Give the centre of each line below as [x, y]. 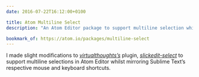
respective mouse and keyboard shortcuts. [58, 68]
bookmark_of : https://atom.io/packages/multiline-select [78, 38]
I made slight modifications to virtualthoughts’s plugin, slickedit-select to [95, 55]
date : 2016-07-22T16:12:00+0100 [46, 12]
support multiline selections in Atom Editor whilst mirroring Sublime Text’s [96, 62]
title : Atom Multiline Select [44, 22]
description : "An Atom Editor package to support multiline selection [95, 28]
